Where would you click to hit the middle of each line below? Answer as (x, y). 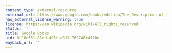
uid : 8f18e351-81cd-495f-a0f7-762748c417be (52, 38)
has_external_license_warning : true (44, 19)
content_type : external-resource (41, 10)
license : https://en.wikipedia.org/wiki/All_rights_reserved (72, 24)
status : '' (17, 29)
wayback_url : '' (23, 43)
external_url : (20, 15)
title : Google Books (27, 33)
